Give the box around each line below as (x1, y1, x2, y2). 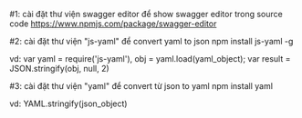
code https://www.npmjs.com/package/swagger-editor (9, 18, 217, 29)
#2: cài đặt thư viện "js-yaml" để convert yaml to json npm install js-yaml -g (9, 36, 294, 46)
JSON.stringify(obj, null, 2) (9, 64, 109, 74)
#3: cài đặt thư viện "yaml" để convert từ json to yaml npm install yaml (9, 81, 274, 91)
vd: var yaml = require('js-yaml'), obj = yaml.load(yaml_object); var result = (9, 54, 291, 64)
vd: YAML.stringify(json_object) (9, 98, 128, 109)
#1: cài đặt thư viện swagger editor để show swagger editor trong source (9, 9, 283, 19)
